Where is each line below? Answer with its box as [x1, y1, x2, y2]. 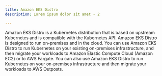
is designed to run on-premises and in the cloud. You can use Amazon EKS [5, 40, 157, 46]
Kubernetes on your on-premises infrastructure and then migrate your [5, 61, 147, 67]
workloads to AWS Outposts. [5, 66, 63, 72]
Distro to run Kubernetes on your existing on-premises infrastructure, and [5, 45, 154, 51]
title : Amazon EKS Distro [5, 7, 58, 12]
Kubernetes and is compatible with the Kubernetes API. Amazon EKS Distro [5, 35, 157, 41]
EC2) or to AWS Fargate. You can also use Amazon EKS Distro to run [5, 55, 143, 61]
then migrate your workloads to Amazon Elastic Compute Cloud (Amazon [5, 50, 153, 56]
